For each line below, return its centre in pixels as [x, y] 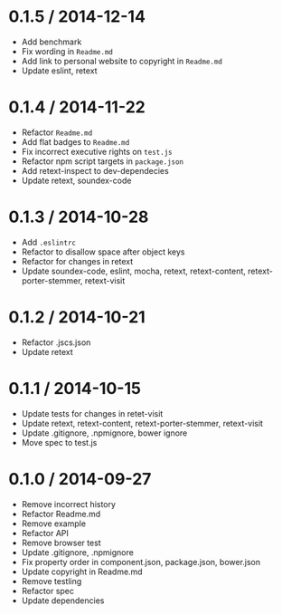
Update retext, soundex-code [76, 180]
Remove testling [52, 581]
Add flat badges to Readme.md [75, 141]
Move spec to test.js [59, 442]
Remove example [54, 524]
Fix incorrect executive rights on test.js [97, 151]
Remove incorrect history [69, 504]
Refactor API [45, 533]
